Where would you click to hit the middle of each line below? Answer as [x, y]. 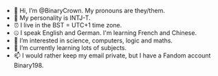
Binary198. [29, 65]
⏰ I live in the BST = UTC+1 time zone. [68, 25]
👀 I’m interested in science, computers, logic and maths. [93, 40]
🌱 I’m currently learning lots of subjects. [70, 48]
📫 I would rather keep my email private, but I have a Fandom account [112, 55]
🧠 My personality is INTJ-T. [52, 18]
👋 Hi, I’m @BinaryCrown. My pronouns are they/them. [89, 11]
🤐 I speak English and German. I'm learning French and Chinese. [105, 33]
